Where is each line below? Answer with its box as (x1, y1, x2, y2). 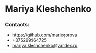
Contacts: (5, 21, 30, 28)
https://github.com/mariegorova (12, 32, 77, 38)
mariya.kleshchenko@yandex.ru (12, 43, 78, 49)
